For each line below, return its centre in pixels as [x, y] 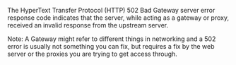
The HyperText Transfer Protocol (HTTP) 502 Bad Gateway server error [111, 10]
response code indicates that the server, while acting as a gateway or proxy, [118, 18]
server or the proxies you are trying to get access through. [93, 54]
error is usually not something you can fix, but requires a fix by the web [111, 46]
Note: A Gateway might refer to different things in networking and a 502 [112, 39]
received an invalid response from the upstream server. [88, 25]
